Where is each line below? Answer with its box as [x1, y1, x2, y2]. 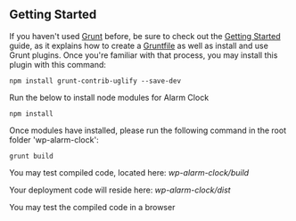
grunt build [9, 151, 53, 160]
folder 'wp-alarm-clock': [9, 134, 100, 145]
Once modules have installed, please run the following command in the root [9, 125, 287, 135]
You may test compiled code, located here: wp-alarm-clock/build [9, 167, 250, 177]
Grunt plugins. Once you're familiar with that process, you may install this [9, 49, 278, 61]
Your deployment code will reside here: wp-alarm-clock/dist [9, 184, 231, 195]
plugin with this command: [9, 59, 107, 70]
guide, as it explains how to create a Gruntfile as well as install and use [9, 40, 269, 51]
